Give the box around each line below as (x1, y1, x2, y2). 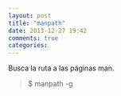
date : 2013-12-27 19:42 (8, 26, 88, 34)
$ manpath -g (27, 79, 73, 89)
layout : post (8, 11, 52, 20)
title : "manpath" (8, 19, 66, 27)
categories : (8, 42, 48, 50)
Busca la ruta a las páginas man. (8, 63, 115, 73)
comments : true (8, 34, 59, 42)
